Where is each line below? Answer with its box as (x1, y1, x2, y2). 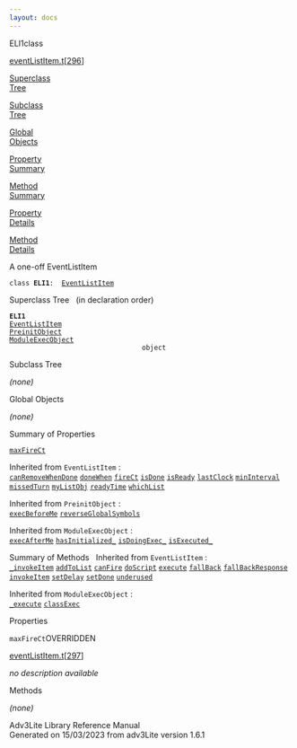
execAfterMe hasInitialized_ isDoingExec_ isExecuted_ (9, 536, 214, 545)
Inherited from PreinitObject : (9, 497, 121, 508)
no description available (9, 667, 99, 678)
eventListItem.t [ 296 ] (9, 55, 85, 66)
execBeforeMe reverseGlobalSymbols (9, 509, 141, 518)
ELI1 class (9, 38, 43, 48)
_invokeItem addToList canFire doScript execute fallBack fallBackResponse (9, 563, 289, 572)
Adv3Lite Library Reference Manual (9, 719, 141, 730)
